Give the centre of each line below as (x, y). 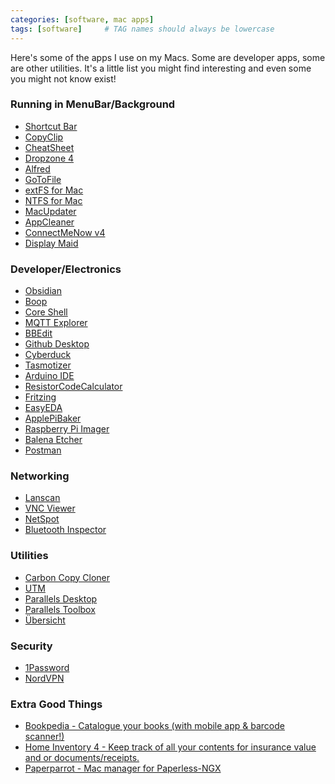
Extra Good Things (56, 704)
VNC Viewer (50, 508)
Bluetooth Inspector (65, 530)
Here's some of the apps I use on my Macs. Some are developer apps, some (168, 57)
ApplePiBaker (53, 418)
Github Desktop (57, 344)
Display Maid (51, 243)
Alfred (37, 168)
